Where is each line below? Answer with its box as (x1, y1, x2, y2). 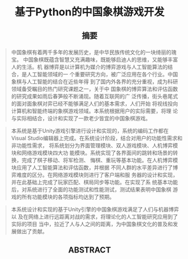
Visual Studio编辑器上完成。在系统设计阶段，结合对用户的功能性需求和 (11, 134, 183, 142)
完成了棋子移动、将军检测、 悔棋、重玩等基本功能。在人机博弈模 (21, 156, 178, 163)
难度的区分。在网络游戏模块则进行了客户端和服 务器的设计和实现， (16, 171, 178, 178)
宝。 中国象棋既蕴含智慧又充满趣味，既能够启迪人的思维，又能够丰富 (11, 56, 178, 63)
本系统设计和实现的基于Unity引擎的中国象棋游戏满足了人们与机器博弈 (11, 206, 179, 213)
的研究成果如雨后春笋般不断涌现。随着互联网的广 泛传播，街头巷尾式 (11, 92, 178, 100)
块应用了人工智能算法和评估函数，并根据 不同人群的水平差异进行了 (11, 164, 173, 171)
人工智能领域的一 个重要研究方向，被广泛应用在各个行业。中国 (27, 70, 178, 78)
